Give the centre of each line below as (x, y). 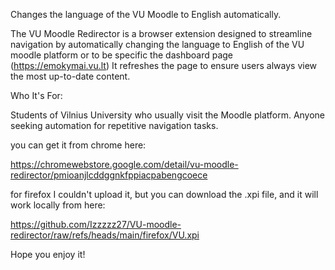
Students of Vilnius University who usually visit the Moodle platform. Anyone (168, 115)
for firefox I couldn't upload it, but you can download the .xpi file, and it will (164, 194)
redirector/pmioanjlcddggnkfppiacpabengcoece (109, 175)
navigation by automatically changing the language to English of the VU (157, 44)
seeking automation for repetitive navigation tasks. (114, 125)
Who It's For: (36, 95)
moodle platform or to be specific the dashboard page (121, 55)
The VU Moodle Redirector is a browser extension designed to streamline (161, 33)
